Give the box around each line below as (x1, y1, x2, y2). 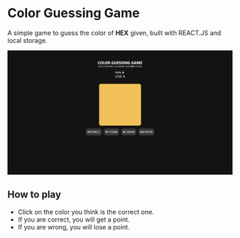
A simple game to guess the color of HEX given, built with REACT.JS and (7, 29, 221, 37)
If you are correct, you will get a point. (17, 215, 130, 224)
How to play (7, 189, 61, 201)
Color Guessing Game (7, 5, 141, 21)
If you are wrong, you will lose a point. (17, 222, 130, 231)
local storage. (7, 36, 48, 44)
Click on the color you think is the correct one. (17, 207, 154, 216)
